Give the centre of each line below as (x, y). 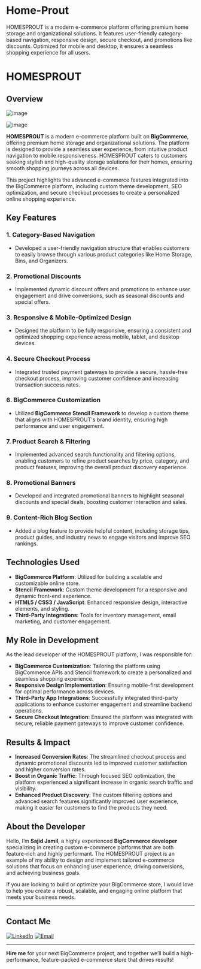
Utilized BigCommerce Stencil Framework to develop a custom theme (102, 413)
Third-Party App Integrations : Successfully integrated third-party (96, 698)
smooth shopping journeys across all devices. (63, 168)
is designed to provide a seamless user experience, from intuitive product (97, 149)
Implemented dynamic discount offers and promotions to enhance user (102, 289)
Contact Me (28, 921)
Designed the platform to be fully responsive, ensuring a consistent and (103, 331)
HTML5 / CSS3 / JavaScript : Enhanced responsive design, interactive (101, 602)
